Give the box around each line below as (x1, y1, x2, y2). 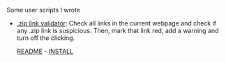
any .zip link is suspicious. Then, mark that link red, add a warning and (16, 27, 219, 34)
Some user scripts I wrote (6, 6, 81, 14)
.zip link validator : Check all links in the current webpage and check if (16, 19, 217, 27)
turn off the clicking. (16, 34, 75, 42)
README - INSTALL (16, 48, 74, 55)
